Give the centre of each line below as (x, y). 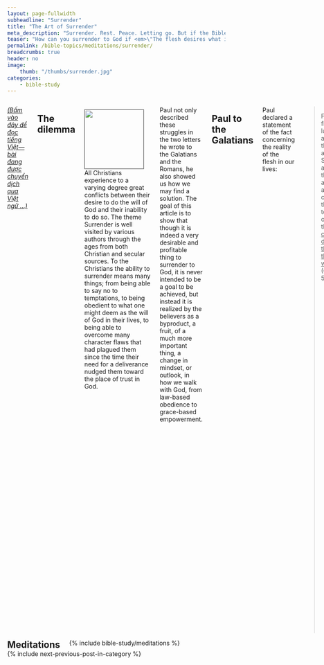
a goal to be (177, 287)
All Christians (103, 173)
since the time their (112, 357)
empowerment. (181, 419)
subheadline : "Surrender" (44, 20)
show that (174, 221)
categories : (24, 78)
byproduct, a (178, 323)
